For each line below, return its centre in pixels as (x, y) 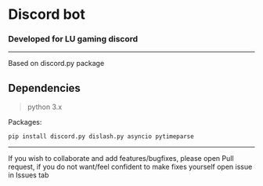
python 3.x (45, 107)
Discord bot (47, 15)
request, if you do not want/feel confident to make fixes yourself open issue (130, 167)
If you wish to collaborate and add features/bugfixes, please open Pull (121, 159)
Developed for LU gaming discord (73, 39)
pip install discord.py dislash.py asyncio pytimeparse (101, 137)
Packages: (25, 122)
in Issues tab (29, 175)
